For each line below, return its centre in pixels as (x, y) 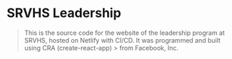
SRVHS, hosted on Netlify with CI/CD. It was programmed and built (122, 40)
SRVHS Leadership (64, 13)
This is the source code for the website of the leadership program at (125, 33)
